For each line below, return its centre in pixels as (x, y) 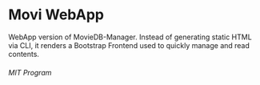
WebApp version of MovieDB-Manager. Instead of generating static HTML (130, 37)
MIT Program (30, 72)
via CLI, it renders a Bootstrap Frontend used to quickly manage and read (129, 45)
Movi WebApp (56, 15)
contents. (24, 54)
